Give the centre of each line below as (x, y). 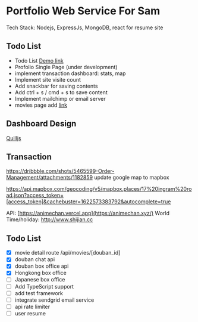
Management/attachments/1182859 (50, 178)
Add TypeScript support (44, 286)
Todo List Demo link (39, 60)
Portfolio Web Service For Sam (83, 11)
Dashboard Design (41, 124)
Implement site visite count (48, 79)
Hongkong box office (40, 273)
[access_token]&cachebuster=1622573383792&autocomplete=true (89, 202)
